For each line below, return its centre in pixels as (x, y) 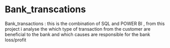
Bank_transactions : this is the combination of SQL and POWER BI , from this (85, 23)
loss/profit (16, 40)
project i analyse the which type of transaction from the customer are (78, 29)
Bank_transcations (45, 9)
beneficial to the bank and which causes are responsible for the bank (78, 34)
